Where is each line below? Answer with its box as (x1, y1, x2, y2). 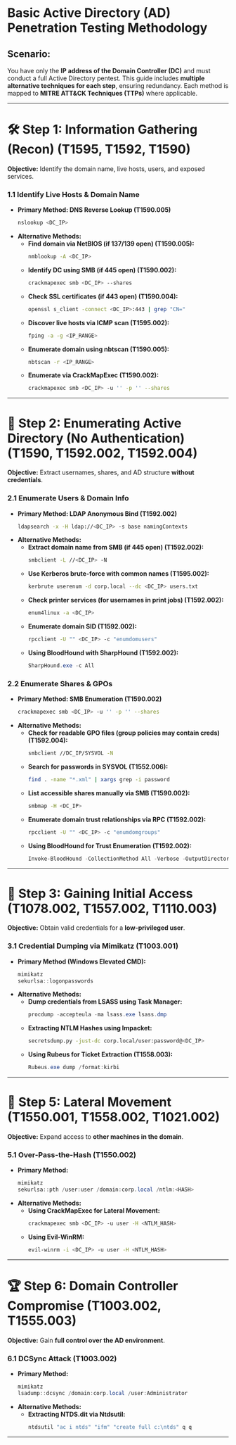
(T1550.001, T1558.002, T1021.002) (7, 1109, 220, 1125)
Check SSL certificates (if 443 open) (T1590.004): (27, 292, 178, 301)
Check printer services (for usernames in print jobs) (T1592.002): (27, 596, 224, 605)
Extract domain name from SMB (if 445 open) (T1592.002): (27, 543, 204, 552)
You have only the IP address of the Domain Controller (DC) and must (7, 67, 211, 75)
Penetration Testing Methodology (7, 20, 208, 36)
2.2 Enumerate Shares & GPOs (7, 679, 113, 688)
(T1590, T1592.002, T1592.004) (7, 445, 198, 461)
